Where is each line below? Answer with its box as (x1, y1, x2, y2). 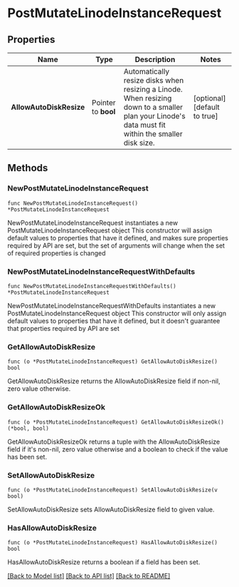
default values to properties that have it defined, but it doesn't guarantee (7, 316, 221, 325)
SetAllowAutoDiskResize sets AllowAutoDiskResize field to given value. (7, 505, 215, 514)
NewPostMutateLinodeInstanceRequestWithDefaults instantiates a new (7, 301, 216, 310)
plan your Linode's (123, 111, 186, 121)
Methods (7, 162, 48, 174)
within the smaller (123, 129, 183, 138)
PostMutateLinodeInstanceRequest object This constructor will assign (7, 226, 212, 235)
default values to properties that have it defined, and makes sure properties (7, 233, 229, 242)
